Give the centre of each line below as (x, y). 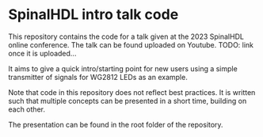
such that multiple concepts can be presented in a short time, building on (128, 101)
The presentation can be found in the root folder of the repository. (116, 124)
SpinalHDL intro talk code (93, 15)
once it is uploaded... (42, 53)
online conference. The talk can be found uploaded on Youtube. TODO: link (131, 44)
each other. (27, 109)
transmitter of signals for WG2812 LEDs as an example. (98, 77)
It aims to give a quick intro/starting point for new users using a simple (123, 68)
